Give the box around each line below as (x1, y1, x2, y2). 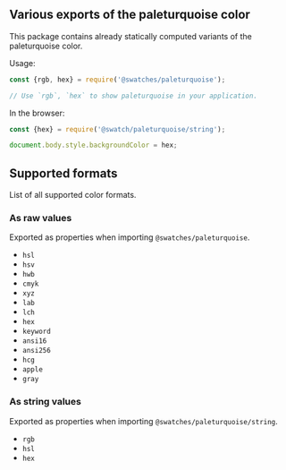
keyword (21, 327, 51, 337)
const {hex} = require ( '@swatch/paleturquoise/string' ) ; (9, 124, 226, 133)
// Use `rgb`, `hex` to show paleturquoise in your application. (9, 91, 257, 100)
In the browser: (9, 107, 65, 118)
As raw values (9, 212, 72, 225)
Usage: (9, 57, 36, 68)
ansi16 (21, 337, 47, 346)
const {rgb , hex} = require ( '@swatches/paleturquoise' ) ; (9, 75, 226, 84)
